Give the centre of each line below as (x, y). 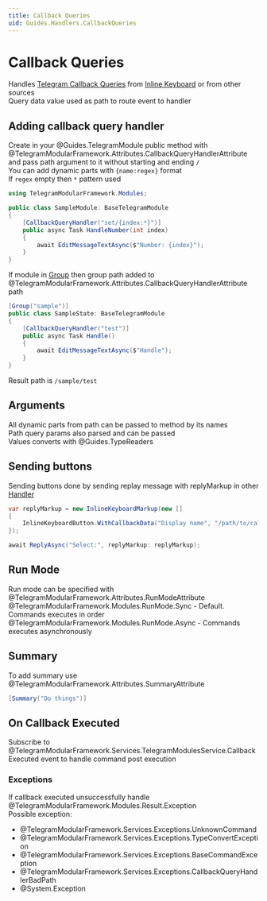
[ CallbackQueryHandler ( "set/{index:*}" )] (92, 222)
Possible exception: (41, 814)
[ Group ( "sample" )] (39, 307)
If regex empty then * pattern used (65, 179)
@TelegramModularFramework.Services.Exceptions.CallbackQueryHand (139, 872)
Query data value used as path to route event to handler (100, 101)
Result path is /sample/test (53, 381)
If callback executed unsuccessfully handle (79, 797)
